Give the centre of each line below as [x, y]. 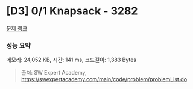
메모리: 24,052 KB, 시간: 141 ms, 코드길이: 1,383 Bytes [71, 60]
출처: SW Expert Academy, [54, 73]
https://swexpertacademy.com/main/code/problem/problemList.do [104, 79]
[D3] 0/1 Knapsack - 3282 [72, 11]
